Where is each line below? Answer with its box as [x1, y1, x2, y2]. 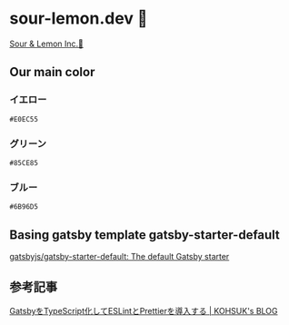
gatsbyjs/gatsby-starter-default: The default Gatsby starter [9, 251, 230, 262]
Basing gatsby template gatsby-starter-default [9, 227, 280, 242]
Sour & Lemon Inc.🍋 [9, 38, 85, 49]
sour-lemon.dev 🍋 [9, 8, 148, 29]
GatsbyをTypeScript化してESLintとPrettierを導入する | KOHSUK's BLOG [9, 305, 278, 316]
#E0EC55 [9, 114, 39, 123]
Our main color [9, 64, 95, 80]
